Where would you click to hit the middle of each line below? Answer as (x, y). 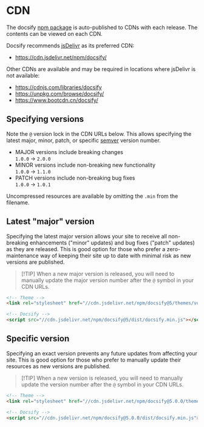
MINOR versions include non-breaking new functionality (85, 165)
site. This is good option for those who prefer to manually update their (94, 360)
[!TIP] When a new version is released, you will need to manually (102, 378)
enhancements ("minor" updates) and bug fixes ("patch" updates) (112, 243)
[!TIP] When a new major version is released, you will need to (98, 274)
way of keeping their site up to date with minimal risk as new (115, 255)
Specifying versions (45, 119)
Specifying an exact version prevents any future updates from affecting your (102, 353)
